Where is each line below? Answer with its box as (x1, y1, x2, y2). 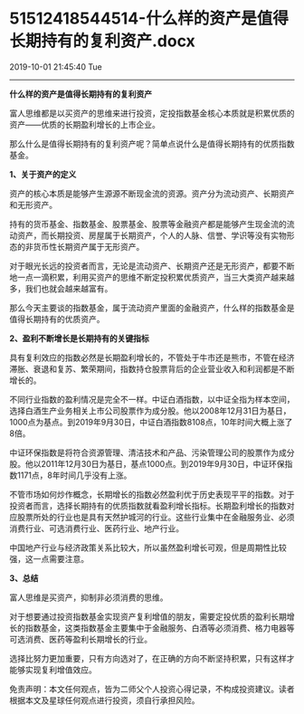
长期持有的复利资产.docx (9, 31, 196, 52)
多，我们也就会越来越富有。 (9, 282, 113, 294)
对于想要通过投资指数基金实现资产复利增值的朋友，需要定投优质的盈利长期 (9, 611, 287, 622)
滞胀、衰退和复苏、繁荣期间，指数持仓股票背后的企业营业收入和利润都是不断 (9, 363, 295, 374)
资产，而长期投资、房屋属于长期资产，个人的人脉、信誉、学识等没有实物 (16, 230, 287, 241)
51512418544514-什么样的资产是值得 (9, 8, 290, 29)
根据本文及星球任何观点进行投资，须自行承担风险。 (9, 694, 200, 706)
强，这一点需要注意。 (9, 553, 89, 564)
